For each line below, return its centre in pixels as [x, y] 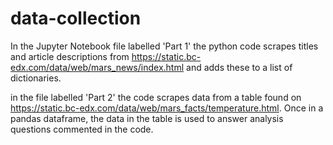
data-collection [76, 18]
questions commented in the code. [82, 129]
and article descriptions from [70, 56]
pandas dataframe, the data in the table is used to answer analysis [147, 118]
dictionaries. [36, 78]
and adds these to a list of [239, 67]
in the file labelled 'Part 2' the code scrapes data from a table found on [156, 97]
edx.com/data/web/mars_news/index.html [97, 67]
